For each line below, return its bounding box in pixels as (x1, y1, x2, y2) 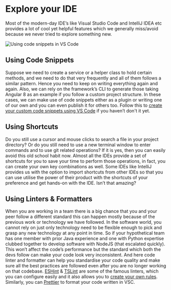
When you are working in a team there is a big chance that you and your (5, 208, 158, 215)
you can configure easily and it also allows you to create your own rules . (5, 274, 158, 280)
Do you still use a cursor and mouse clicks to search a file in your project (5, 136, 159, 142)
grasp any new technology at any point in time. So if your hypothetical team (5, 230, 165, 236)
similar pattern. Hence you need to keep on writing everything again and (5, 80, 158, 86)
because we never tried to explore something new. (5, 31, 112, 37)
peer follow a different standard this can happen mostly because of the (5, 214, 155, 220)
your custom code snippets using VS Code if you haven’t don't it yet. (5, 107, 151, 113)
